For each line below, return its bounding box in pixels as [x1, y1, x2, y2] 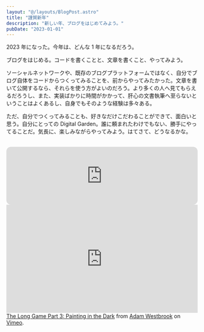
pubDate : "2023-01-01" [6, 26, 64, 32]
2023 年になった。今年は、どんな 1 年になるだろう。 [6, 43, 138, 51]
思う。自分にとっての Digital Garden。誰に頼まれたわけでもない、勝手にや [6, 120, 192, 128]
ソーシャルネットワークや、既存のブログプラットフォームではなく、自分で [6, 69, 192, 77]
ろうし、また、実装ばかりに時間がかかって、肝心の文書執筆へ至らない [16, 92, 192, 99]
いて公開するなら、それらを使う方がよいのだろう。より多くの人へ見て [6, 85, 181, 92]
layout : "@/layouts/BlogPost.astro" [6, 9, 99, 15]
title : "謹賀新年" [6, 15, 50, 21]
